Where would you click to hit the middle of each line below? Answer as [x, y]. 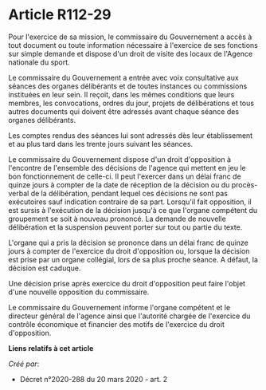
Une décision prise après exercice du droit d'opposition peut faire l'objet [127, 283]
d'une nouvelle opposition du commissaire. [79, 292]
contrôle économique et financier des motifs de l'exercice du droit [116, 324]
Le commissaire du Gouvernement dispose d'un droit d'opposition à [119, 159]
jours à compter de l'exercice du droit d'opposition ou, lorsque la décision [129, 251]
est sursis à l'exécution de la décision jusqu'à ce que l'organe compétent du [133, 210]
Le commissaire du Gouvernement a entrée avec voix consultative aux [123, 77]
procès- [244, 184]
